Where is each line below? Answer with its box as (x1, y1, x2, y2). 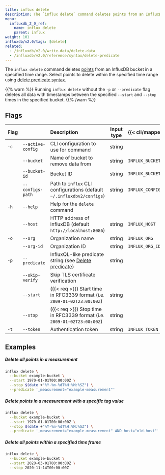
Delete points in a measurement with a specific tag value (5, 398, 124, 404)
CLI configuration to (50, 140, 96, 147)
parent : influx (14, 30, 45, 35)
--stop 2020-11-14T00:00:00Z (9, 465, 69, 470)
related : (5, 44, 23, 49)
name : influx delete (14, 26, 56, 31)
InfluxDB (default (50, 221, 89, 228)
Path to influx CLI (50, 180, 92, 187)
